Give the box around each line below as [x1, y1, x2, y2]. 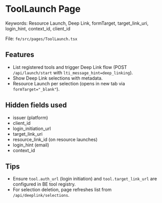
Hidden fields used [5, 101, 67, 109]
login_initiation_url [12, 125, 51, 132]
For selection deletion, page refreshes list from [12, 187, 112, 193]
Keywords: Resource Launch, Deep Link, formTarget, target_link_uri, [5, 20, 149, 26]
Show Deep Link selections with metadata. [12, 75, 103, 81]
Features [5, 50, 34, 59]
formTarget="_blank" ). [12, 86, 60, 92]
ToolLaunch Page [5, 3, 81, 15]
